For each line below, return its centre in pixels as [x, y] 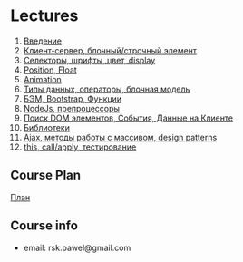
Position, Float [50, 70]
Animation [42, 79]
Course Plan [45, 175]
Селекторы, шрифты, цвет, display [89, 60]
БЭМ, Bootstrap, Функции [72, 98]
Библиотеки [47, 127]
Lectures [44, 16]
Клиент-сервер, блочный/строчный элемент [110, 50]
